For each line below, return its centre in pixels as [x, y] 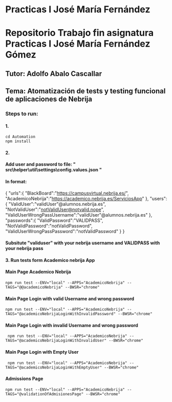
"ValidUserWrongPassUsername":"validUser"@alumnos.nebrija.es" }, [79, 215]
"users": [158, 198]
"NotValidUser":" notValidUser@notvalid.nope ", [55, 209]
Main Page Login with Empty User [42, 352]
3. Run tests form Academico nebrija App [50, 260]
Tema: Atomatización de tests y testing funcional [85, 91]
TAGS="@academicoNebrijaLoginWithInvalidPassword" [61, 314]
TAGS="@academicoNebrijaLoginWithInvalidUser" [56, 341]
